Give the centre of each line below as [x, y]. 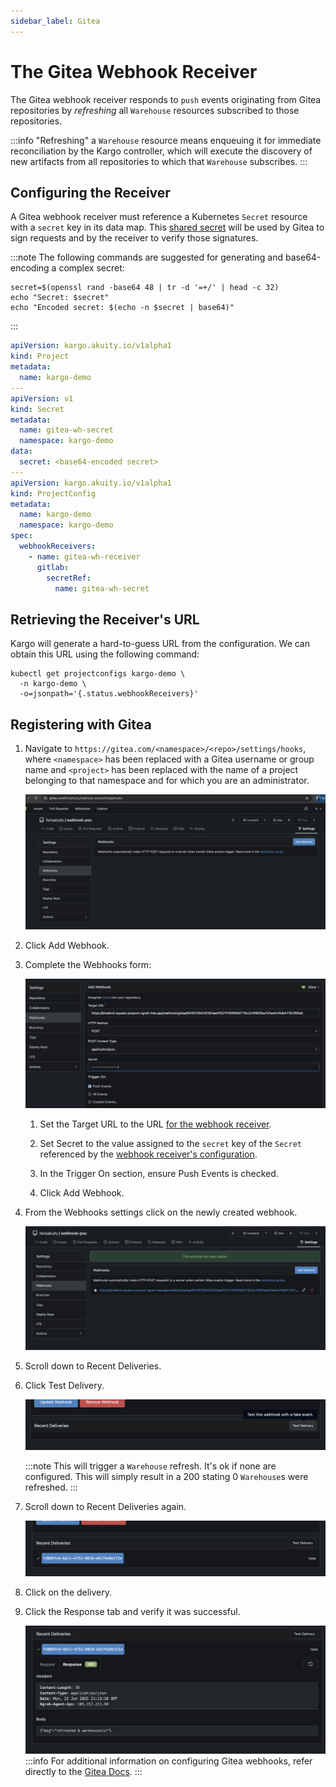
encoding [30, 268]
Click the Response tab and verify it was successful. [132, 1611]
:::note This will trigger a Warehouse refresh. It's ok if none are [150, 1466]
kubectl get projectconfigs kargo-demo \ [98, 674]
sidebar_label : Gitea [55, 21]
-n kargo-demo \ [53, 684]
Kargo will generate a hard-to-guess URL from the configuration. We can [160, 644]
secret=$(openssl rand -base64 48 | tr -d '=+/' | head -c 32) [145, 288]
